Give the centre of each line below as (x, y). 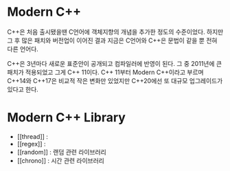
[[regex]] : (31, 144)
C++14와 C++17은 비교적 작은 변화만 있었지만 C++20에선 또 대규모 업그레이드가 (115, 80)
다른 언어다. (23, 49)
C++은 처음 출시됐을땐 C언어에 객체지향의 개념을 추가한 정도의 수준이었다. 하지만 (115, 32)
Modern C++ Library (66, 118)
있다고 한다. (23, 89)
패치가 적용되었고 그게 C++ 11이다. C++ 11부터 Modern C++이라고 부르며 (105, 72)
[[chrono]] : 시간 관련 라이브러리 (60, 160)
